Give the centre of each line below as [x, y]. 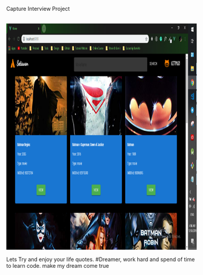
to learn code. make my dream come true [58, 266]
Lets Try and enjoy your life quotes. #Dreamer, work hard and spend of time [101, 259]
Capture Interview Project [38, 9]
